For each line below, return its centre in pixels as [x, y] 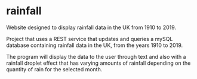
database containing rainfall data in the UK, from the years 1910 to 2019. [95, 45]
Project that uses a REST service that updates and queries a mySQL [90, 39]
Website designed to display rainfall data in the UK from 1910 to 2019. [91, 27]
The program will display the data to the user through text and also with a [96, 56]
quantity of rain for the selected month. [54, 69]
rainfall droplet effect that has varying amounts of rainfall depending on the [98, 63]
